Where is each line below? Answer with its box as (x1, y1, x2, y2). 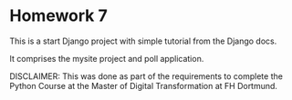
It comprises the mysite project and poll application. (9, 53, 204, 64)
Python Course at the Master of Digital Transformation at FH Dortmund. (9, 80, 278, 91)
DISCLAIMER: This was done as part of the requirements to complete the (9, 70, 283, 82)
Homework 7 (9, 5, 108, 26)
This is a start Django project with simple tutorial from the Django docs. (9, 35, 277, 46)
